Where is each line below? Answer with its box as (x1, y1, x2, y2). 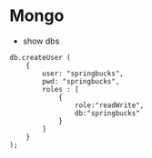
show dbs (22, 35, 60, 46)
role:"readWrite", (74, 101, 145, 110)
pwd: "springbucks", (42, 76, 120, 86)
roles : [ (42, 84, 79, 94)
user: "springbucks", (42, 69, 125, 78)
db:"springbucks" (74, 108, 141, 118)
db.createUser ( (9, 53, 71, 62)
